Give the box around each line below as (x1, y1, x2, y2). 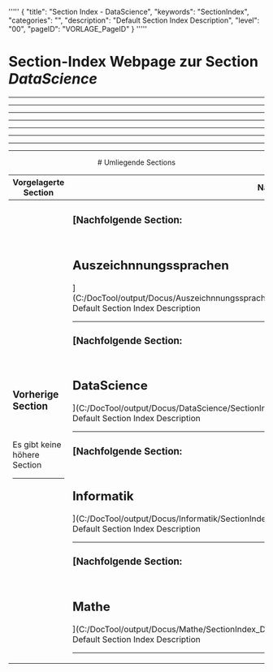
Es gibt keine (12, 439, 62, 450)
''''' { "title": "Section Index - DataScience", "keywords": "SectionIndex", (8, 7, 249, 16)
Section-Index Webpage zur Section (8, 53, 258, 71)
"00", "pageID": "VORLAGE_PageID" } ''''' (8, 24, 148, 33)
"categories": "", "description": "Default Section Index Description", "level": (8, 15, 260, 25)
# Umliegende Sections (97, 157, 176, 167)
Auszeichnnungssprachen (71, 257, 229, 273)
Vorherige (12, 388, 59, 401)
